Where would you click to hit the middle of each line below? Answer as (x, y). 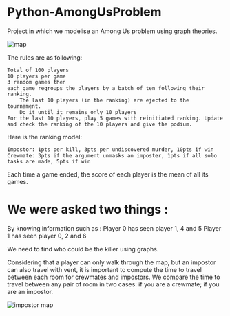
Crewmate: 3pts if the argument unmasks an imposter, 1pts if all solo (112, 155)
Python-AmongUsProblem (84, 12)
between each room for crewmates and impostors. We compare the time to (114, 277)
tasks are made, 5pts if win (49, 161)
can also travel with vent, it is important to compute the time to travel (104, 269)
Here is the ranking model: (45, 137)
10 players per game (37, 76)
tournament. (24, 106)
